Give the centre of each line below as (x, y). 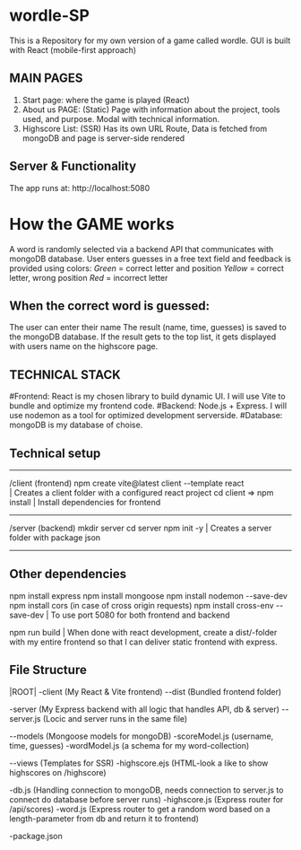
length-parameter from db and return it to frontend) (104, 819)
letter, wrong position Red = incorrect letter (89, 277)
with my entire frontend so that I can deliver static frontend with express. (143, 642)
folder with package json (55, 537)
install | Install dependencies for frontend (85, 502)
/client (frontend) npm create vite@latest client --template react (127, 483)
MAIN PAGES (46, 79)
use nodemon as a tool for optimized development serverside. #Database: (146, 416)
